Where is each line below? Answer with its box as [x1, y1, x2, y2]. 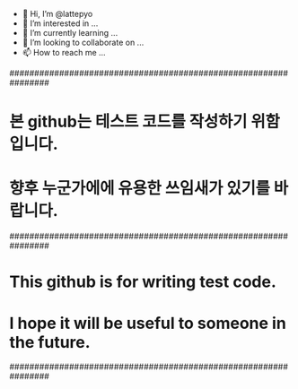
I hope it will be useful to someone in [9, 313, 287, 333]
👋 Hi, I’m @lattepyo [22, 9, 93, 19]
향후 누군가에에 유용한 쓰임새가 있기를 [9, 178, 271, 199]
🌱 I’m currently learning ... [22, 28, 118, 38]
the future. [9, 332, 92, 352]
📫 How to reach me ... [22, 48, 106, 57]
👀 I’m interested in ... [22, 18, 99, 29]
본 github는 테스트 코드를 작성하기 [9, 112, 248, 132]
